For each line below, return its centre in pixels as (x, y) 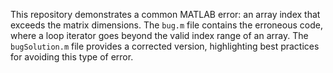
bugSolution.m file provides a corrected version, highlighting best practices (165, 46)
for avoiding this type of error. (72, 57)
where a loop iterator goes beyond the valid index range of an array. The (159, 35)
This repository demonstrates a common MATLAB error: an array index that (165, 14)
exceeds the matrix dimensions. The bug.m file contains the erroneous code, (166, 25)
